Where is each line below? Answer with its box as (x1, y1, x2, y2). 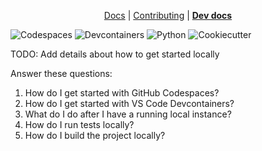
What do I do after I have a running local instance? (24, 108, 232, 120)
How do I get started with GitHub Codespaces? (24, 87, 220, 99)
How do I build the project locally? (24, 130, 166, 141)
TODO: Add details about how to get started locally (10, 48, 220, 60)
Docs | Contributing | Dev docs (103, 10, 233, 21)
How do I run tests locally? (24, 119, 135, 130)
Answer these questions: (10, 68, 113, 79)
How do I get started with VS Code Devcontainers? (24, 98, 235, 109)
